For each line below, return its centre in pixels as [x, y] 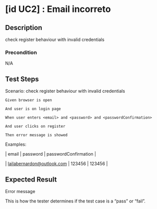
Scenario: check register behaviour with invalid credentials [65, 91]
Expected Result [31, 179]
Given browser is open [29, 100]
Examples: [16, 144]
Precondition [21, 52]
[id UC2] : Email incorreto [58, 9]
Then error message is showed [37, 135]
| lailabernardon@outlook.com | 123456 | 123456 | [56, 164]
